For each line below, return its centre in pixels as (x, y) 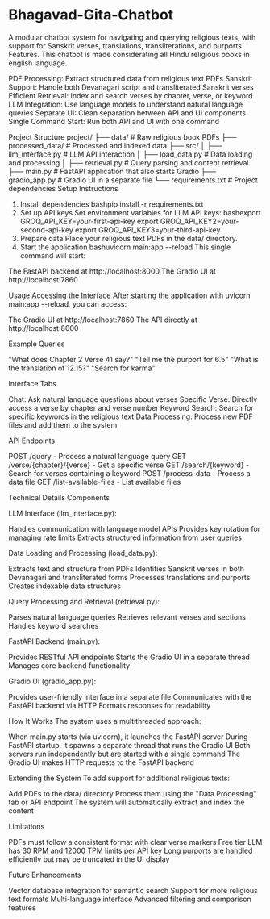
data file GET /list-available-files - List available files (95, 482)
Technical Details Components (59, 497)
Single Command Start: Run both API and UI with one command (114, 121)
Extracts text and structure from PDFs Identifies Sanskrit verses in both (126, 568)
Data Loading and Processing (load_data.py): (83, 553)
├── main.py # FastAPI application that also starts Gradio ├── (112, 171)
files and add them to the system (63, 424)
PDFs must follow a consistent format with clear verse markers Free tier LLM (135, 842)
